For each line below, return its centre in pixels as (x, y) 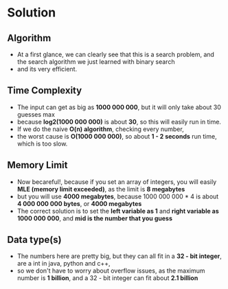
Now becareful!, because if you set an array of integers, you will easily (117, 182)
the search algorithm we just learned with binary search (96, 62)
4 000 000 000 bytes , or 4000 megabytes (79, 203)
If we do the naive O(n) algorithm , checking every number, (100, 129)
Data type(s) (34, 240)
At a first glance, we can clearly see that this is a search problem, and (116, 54)
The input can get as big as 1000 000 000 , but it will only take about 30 (119, 107)
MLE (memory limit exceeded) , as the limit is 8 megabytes (101, 189)
